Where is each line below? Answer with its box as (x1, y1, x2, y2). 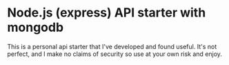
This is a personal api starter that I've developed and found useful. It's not (7, 42, 217, 50)
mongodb (7, 19, 64, 35)
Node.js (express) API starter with (7, 5, 206, 21)
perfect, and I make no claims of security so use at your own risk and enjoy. (7, 50, 223, 58)
